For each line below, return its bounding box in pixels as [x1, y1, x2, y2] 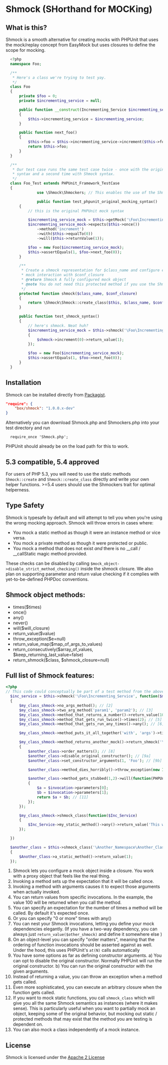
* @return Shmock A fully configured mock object [21, 277, 127, 282]
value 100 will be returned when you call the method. [12, 899, 122, 905]
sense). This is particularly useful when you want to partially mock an [12, 1006, 156, 1012]
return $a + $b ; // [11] [37, 794, 89, 800]
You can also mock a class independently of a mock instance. [12, 1027, 140, 1033]
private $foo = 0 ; [18, 94, 57, 99]
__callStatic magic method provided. [12, 550, 88, 556]
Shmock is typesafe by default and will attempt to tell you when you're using [5, 515, 163, 521]
